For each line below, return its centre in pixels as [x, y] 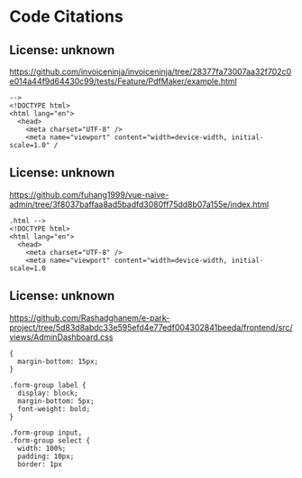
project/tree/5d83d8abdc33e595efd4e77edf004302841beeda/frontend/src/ [151, 327]
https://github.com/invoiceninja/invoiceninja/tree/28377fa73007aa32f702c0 [151, 71]
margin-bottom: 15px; [58, 361]
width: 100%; [42, 448]
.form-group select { [50, 440]
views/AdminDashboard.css [61, 337]
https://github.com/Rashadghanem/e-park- [90, 317]
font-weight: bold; [54, 408]
